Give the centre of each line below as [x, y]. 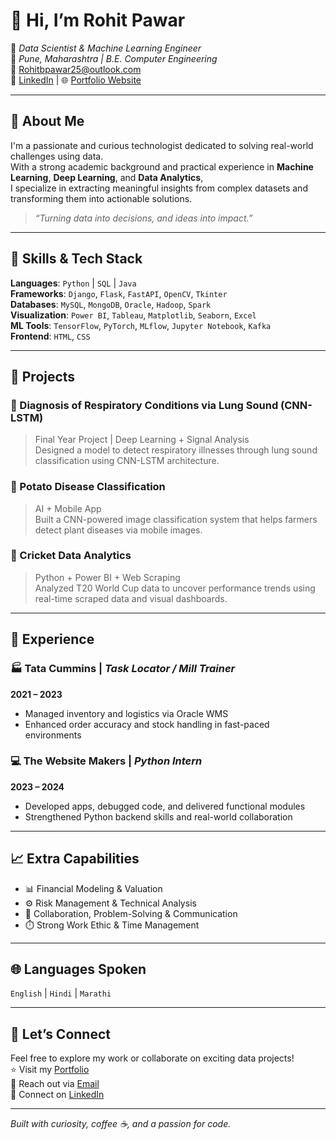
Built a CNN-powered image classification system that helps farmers [176, 519]
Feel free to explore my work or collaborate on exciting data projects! [152, 1058]
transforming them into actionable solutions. [101, 198]
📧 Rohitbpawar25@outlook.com [76, 69]
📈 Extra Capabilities [75, 859]
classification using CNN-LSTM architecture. [127, 461]
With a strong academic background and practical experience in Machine [162, 166]
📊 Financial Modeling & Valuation [93, 888]
